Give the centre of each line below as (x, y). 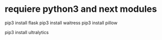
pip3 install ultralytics (27, 32)
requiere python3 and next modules (81, 9)
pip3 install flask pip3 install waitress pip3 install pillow (61, 23)
